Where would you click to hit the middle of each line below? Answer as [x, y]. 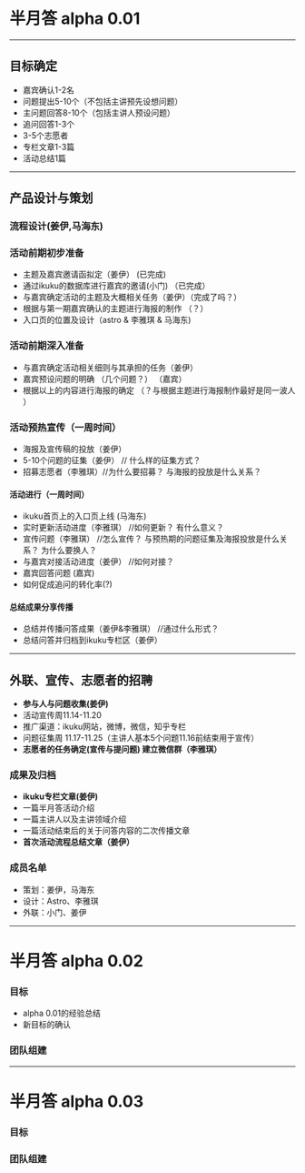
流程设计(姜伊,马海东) [57, 227]
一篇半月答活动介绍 [59, 808]
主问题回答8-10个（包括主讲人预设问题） [98, 112]
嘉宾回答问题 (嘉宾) [59, 573]
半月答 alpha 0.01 [75, 19]
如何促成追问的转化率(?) [68, 584]
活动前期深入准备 [47, 346]
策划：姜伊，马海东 [59, 889]
